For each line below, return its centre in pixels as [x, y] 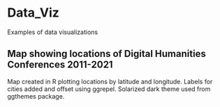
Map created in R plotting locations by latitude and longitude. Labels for [110, 81]
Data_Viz [33, 13]
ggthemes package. [36, 96]
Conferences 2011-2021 [60, 65]
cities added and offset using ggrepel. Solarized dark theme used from [109, 89]
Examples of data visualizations [53, 32]
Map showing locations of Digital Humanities [107, 54]
